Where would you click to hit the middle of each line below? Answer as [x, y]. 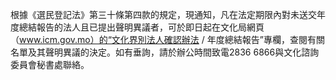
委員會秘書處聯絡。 [50, 64]
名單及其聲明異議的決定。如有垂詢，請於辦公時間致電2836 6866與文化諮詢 [165, 52]
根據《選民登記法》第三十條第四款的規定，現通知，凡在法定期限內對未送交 [163, 14]
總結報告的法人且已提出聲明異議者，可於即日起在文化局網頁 [141, 27]
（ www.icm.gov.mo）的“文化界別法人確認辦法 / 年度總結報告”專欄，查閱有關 [167, 39]
